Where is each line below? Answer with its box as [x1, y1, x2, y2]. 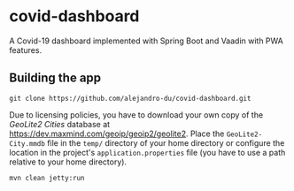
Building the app [9, 71, 102, 86]
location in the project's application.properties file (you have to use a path [9, 147, 286, 157]
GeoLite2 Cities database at [9, 118, 111, 129]
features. [9, 44, 43, 55]
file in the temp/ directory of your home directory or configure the [47, 137, 285, 148]
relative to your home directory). [9, 157, 127, 167]
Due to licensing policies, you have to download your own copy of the [9, 109, 264, 120]
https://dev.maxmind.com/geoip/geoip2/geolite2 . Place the [9, 128, 225, 139]
